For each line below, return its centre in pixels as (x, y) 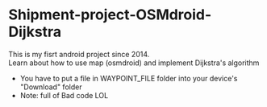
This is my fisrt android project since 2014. (79, 54)
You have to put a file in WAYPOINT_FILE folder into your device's (129, 78)
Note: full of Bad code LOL (64, 95)
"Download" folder (51, 87)
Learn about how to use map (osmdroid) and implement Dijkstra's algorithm (134, 63)
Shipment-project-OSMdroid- (110, 15)
